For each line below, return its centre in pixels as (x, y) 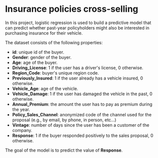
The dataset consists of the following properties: (54, 42)
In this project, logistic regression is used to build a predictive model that (78, 23)
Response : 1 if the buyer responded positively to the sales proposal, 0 (83, 135)
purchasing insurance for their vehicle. (44, 33)
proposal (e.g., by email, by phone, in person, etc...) (64, 120)
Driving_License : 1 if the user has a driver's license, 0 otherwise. (78, 68)
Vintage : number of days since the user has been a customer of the (81, 125)
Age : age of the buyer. (35, 62)
